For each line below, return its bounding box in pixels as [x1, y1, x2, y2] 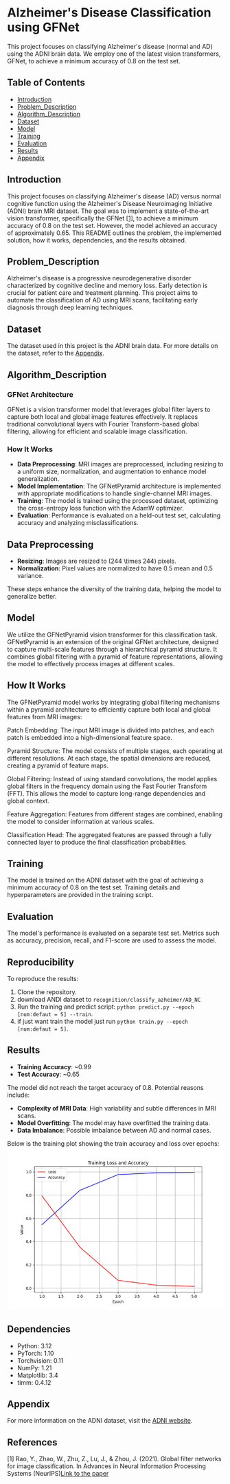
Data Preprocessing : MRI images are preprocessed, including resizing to [16, 460, 225, 468]
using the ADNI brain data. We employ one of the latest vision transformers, [7, 50, 221, 58]
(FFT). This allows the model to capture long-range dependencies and [7, 789, 206, 797]
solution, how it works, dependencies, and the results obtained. [7, 236, 187, 244]
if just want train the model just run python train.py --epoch [16, 1018, 188, 1026]
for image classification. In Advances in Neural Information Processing [7, 1462, 206, 1470]
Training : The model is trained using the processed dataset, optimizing [16, 497, 218, 505]
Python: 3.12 [16, 1341, 52, 1350]
